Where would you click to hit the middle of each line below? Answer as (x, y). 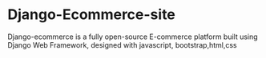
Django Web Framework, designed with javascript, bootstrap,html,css (122, 44)
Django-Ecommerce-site (91, 15)
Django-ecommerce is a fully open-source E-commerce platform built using (133, 37)
